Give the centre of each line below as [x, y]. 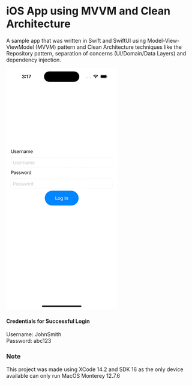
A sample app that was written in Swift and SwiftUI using [76, 40]
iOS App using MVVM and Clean [88, 11]
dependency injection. [34, 60]
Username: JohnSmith [34, 334]
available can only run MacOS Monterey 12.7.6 [63, 376]
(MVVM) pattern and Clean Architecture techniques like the [108, 47]
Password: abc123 [29, 341]
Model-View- [163, 40]
